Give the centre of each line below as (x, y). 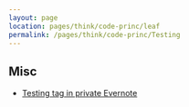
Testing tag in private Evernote (79, 93)
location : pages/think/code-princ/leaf (84, 26)
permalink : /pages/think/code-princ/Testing (94, 34)
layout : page (33, 18)
